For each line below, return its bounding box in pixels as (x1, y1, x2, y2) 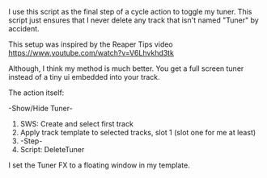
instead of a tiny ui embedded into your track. (8, 72, 160, 81)
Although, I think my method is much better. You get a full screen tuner (8, 64, 244, 73)
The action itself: (8, 88, 65, 97)
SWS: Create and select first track (19, 119, 133, 128)
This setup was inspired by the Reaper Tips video (8, 39, 174, 49)
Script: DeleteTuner (19, 145, 85, 154)
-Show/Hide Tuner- (8, 104, 73, 113)
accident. (8, 24, 40, 33)
